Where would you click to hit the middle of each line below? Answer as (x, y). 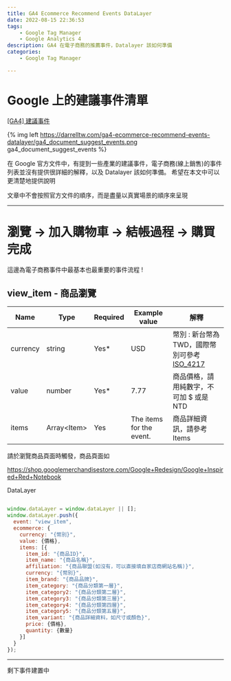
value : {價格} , (40, 541)
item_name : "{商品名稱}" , (60, 560)
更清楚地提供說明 (31, 180)
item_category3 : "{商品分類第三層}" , (76, 598)
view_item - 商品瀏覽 (52, 293)
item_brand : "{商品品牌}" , (62, 580)
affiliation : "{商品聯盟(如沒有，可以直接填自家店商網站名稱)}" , (110, 567)
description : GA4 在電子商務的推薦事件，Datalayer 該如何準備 (90, 45)
